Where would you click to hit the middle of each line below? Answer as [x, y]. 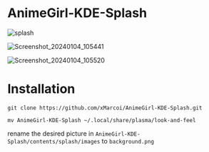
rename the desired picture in [51, 134]
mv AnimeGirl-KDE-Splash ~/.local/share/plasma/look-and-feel [102, 120]
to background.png [128, 141]
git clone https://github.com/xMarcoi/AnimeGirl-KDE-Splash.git [105, 108]
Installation [41, 89]
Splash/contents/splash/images [54, 141]
